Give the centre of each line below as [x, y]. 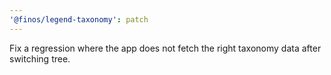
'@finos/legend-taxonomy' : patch [79, 19]
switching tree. [40, 58]
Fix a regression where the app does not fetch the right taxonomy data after [165, 48]
